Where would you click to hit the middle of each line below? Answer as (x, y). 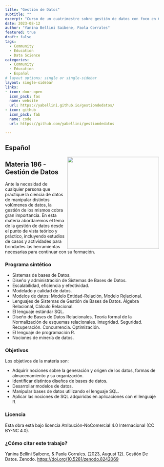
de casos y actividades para (33, 241)
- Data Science (25, 55)
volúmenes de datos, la (29, 205)
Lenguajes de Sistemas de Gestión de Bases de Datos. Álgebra (75, 301)
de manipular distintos (27, 200)
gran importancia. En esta (31, 215)
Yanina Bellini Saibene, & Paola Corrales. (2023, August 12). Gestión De (77, 454)
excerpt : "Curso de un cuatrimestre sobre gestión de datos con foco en (81, 19)
